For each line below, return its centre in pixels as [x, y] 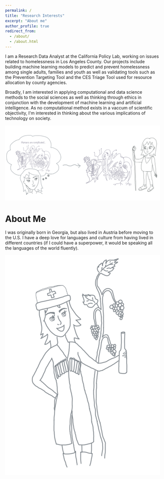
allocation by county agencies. [36, 82]
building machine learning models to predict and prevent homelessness [77, 67]
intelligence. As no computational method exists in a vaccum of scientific [79, 108]
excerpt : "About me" [26, 21]
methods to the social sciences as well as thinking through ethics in [73, 97]
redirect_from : [21, 31]
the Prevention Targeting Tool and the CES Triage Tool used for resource [79, 77]
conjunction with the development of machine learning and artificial [73, 102]
